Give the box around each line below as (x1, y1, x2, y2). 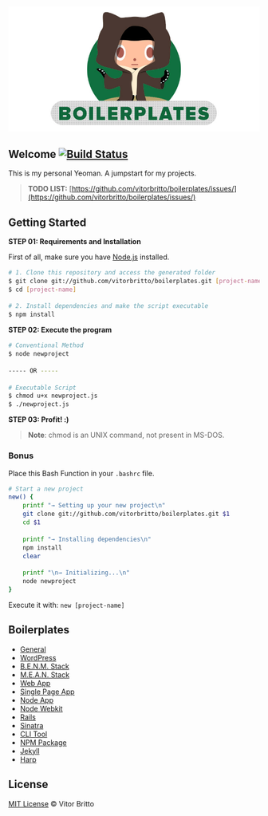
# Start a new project (8, 485, 84, 493)
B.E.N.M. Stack (19, 661, 69, 671)
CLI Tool (19, 729, 48, 739)
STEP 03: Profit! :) (8, 415, 69, 424)
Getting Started (8, 215, 87, 229)
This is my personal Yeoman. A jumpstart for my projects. (8, 168, 197, 178)
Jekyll (19, 746, 40, 755)
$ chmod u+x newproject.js (8, 392, 98, 400)
